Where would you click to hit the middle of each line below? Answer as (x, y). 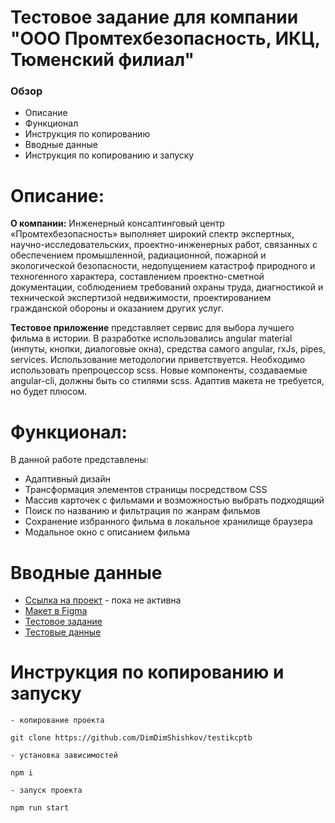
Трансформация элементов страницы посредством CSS (146, 490)
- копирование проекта (57, 721)
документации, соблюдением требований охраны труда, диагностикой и (167, 287)
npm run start (40, 808)
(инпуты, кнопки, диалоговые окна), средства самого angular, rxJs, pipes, (168, 349)
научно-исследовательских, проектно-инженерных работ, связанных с (164, 245)
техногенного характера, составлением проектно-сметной (137, 277)
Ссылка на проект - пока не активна (103, 600)
